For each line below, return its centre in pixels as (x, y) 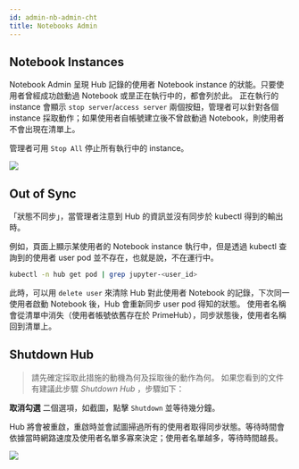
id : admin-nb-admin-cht (54, 17)
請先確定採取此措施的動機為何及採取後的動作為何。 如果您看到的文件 (157, 377)
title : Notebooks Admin (54, 26)
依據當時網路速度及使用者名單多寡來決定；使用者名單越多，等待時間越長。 (146, 438)
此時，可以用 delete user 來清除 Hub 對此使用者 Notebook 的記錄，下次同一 (149, 293)
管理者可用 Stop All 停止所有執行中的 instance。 (99, 148)
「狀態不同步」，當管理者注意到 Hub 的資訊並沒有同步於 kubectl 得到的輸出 (146, 216)
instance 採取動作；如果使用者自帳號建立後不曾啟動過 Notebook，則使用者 (147, 118)
